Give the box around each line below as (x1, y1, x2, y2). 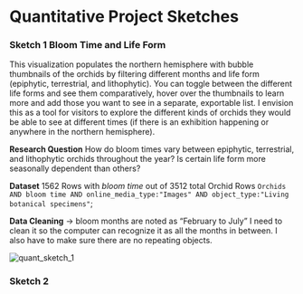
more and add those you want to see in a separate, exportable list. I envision (9, 98, 294, 109)
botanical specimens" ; (9, 198, 93, 209)
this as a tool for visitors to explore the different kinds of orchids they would (9, 107, 291, 119)
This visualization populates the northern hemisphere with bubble (9, 59, 254, 70)
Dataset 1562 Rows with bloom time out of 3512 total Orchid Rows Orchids (9, 181, 287, 192)
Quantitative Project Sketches (9, 6, 240, 27)
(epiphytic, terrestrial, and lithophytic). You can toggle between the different (9, 79, 292, 90)
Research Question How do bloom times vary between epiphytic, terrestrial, (9, 144, 295, 155)
